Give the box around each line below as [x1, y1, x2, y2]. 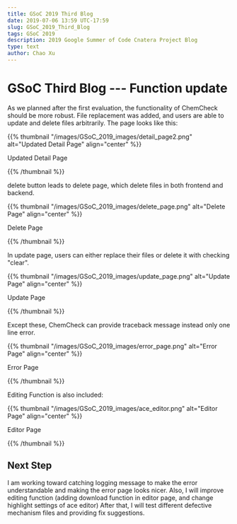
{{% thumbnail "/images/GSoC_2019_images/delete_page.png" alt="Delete [7, 202, 226, 211]
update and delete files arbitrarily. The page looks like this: [7, 118, 178, 127]
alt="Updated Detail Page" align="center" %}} [7, 139, 142, 149]
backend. [7, 188, 35, 197]
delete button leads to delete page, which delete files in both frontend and [7, 181, 224, 190]
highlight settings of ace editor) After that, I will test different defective [7, 501, 212, 509]
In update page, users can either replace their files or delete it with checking [7, 250, 230, 259]
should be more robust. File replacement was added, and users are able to [7, 111, 224, 120]
